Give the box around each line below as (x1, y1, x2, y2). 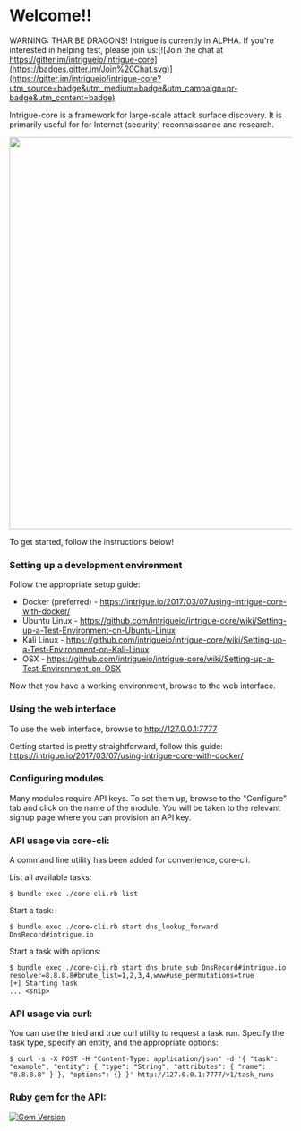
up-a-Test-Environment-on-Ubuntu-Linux (21, 625, 176, 636)
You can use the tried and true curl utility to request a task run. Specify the (9, 1028, 285, 1039)
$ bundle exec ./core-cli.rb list (9, 889, 139, 899)
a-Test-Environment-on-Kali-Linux (21, 644, 150, 655)
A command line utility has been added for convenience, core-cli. (9, 855, 251, 866)
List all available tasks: (9, 872, 92, 883)
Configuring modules (9, 773, 105, 785)
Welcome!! (9, 5, 92, 26)
